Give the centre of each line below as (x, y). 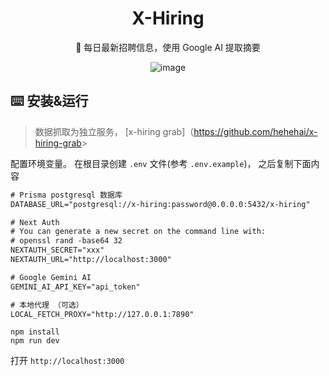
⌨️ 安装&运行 (49, 101)
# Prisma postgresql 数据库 (66, 195)
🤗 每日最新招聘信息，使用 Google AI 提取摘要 (168, 47)
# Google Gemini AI (51, 277)
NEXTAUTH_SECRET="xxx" (57, 250)
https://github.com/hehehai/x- (255, 131)
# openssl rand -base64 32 (66, 241)
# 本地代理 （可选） (47, 305)
